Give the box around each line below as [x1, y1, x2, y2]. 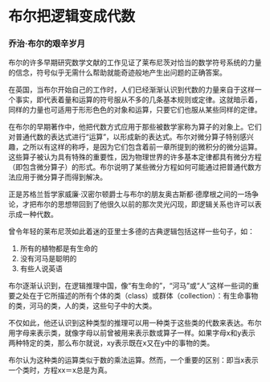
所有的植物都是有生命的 [19, 244, 98, 253]
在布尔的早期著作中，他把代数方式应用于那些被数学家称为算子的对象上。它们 [8, 122, 262, 132]
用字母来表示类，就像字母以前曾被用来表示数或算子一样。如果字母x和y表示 [8, 328, 256, 338]
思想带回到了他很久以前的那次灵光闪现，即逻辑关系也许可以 [57, 199, 255, 209]
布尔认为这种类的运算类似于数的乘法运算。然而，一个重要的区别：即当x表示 [8, 355, 259, 365]
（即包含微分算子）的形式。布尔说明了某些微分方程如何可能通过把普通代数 [8, 162, 255, 172]
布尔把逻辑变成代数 [8, 7, 136, 26]
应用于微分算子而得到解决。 [14, 172, 107, 182]
